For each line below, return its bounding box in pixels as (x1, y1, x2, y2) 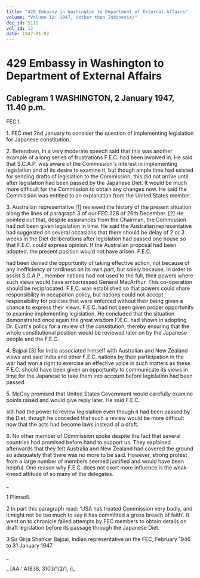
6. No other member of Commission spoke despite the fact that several (6, 432, 181, 440)
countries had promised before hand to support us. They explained (6, 439, 171, 446)
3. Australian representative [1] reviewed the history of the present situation (6, 203, 192, 211)
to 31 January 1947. (6, 542, 54, 549)
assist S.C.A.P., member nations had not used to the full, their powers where (6, 272, 194, 279)
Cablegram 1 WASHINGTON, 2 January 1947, (6, 93, 175, 103)
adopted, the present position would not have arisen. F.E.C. (6, 248, 152, 255)
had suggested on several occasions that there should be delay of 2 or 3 (6, 229, 185, 236)
